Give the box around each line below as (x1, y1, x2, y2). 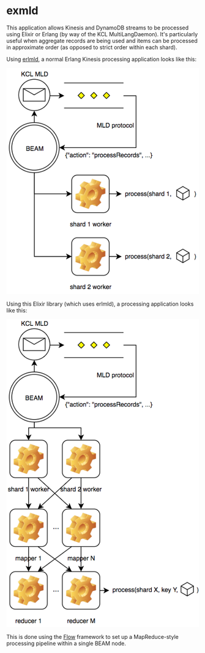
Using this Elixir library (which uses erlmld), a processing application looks (6, 300, 194, 307)
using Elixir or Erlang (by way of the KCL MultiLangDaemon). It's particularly (6, 30, 198, 37)
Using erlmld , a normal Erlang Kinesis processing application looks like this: (6, 55, 197, 63)
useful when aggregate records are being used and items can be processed (6, 37, 198, 44)
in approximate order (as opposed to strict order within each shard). (6, 44, 177, 51)
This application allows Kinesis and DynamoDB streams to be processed (6, 24, 189, 31)
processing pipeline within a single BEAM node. (6, 639, 127, 647)
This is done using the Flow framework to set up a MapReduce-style (6, 633, 179, 641)
